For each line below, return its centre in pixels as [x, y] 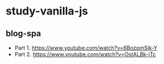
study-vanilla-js [47, 11]
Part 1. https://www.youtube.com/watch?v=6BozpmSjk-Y [86, 48]
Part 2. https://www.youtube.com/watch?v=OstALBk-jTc [85, 54]
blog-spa [23, 34]
